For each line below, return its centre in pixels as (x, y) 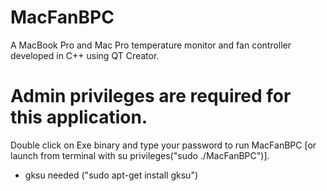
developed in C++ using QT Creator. (85, 55)
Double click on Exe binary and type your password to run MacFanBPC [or (163, 145)
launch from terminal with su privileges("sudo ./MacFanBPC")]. (140, 155)
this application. (79, 117)
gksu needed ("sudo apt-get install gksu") (111, 175)
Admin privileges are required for (151, 96)
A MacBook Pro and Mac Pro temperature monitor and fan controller (151, 45)
